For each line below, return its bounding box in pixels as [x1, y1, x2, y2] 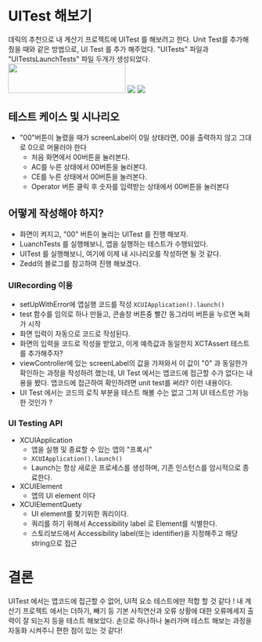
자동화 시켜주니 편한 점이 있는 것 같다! [8, 626, 123, 636]
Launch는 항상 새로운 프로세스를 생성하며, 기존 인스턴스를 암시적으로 [31, 463, 241, 472]
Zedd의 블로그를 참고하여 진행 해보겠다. [19, 258, 141, 268]
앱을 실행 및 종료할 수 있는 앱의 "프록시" [31, 445, 153, 454]
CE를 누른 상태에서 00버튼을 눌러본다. [31, 172, 148, 181]
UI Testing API [8, 418, 63, 429]
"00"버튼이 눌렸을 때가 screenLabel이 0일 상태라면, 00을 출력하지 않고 [19, 133, 237, 142]
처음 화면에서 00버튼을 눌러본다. [31, 152, 131, 162]
